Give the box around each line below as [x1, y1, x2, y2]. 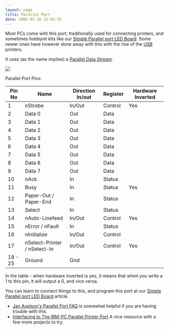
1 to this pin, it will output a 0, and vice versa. [5, 278, 98, 284]
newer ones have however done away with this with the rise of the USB [5, 41, 153, 47]
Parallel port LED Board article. [5, 293, 69, 299]
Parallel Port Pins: [5, 75, 42, 81]
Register [103, 91, 124, 98]
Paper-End [25, 198, 52, 205]
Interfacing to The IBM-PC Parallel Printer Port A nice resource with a [12, 314, 156, 320]
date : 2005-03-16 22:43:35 [5, 17, 62, 22]
